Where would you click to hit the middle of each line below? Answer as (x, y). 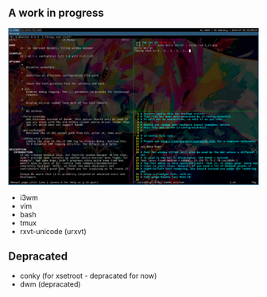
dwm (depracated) (50, 284)
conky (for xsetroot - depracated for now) (88, 276)
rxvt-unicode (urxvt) (53, 231)
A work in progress (56, 13)
